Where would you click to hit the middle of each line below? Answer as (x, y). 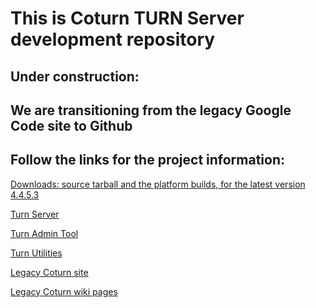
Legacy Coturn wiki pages (64, 291)
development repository (113, 39)
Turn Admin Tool (44, 233)
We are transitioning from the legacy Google (151, 110)
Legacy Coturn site (49, 272)
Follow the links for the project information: (148, 160)
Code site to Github (71, 125)
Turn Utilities (36, 253)
